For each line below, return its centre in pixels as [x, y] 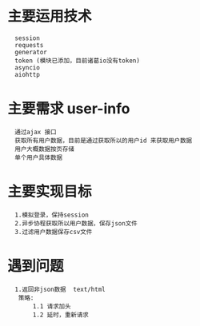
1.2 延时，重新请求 [60, 315]
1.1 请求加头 [52, 306]
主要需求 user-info [69, 109]
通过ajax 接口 [36, 132]
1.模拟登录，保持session [52, 215]
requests [29, 45]
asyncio [28, 68]
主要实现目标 [50, 192]
